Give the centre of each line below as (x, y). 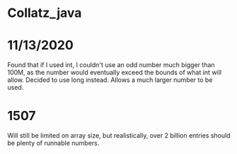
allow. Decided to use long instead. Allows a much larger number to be (110, 80)
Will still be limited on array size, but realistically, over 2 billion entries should (119, 136)
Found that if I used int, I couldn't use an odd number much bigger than (111, 65)
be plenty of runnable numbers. (53, 143)
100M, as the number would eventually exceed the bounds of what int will (114, 73)
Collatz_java (45, 13)
